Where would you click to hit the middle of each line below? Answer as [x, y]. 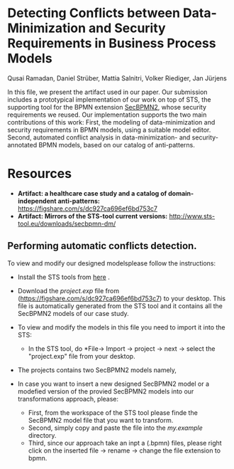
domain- [181, 193]
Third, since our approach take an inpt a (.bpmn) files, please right [125, 443]
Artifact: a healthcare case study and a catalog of [92, 193]
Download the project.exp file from [68, 290]
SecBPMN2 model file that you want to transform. [101, 420]
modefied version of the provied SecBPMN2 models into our [106, 391]
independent [37, 201]
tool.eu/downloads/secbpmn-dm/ [67, 223]
